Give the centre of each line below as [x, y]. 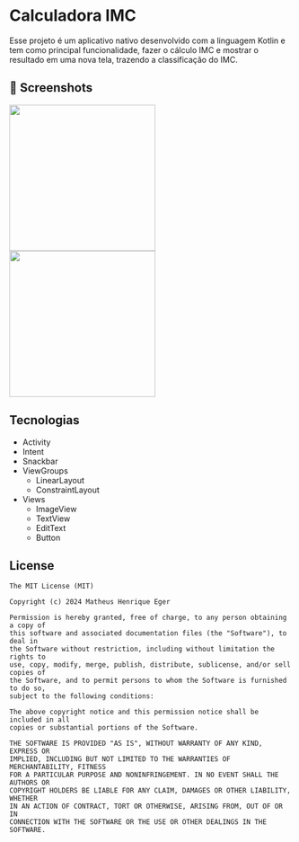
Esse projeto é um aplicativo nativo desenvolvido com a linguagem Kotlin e [147, 40]
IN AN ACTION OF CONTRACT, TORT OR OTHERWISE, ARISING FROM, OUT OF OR [146, 807]
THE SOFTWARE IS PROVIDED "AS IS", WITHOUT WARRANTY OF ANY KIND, [136, 744]
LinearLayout [60, 480]
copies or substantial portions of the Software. [104, 728]
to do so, [28, 688]
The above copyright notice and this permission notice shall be [134, 712]
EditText [51, 527]
